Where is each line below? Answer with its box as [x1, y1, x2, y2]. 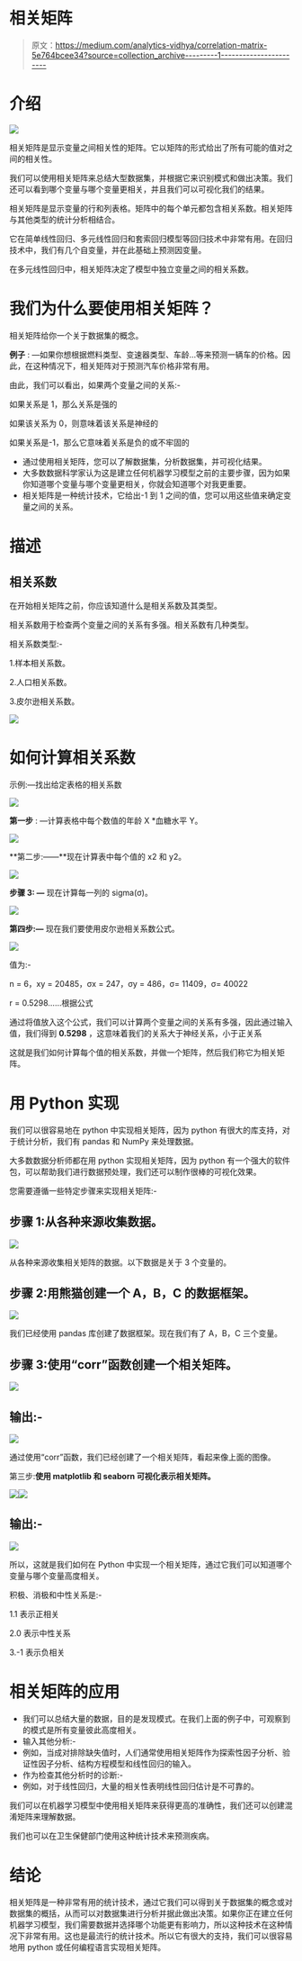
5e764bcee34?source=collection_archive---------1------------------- [31, 50, 290, 60]
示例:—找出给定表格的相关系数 [9, 779, 123, 790]
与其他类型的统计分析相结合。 [9, 213, 120, 225]
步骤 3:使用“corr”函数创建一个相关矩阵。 [9, 1357, 238, 1372]
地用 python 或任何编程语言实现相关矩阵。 [9, 1941, 166, 1952]
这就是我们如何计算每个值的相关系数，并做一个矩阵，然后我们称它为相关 [9, 1046, 277, 1058]
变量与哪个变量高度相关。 [9, 1570, 104, 1581]
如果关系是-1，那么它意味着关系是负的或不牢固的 [9, 437, 191, 447]
